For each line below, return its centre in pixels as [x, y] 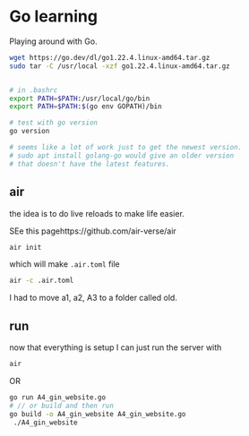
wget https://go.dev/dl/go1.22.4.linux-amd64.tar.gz [110, 57]
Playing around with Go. [53, 41]
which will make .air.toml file [64, 264]
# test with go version [54, 123]
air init [26, 247]
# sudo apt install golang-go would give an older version [122, 155]
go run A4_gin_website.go [57, 397]
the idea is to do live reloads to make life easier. [97, 213]
